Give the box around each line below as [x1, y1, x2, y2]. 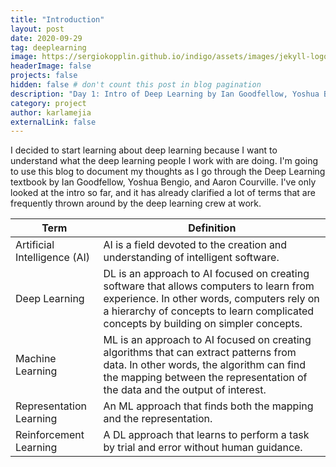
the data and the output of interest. [103, 383, 267, 397]
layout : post [10, 24, 65, 34]
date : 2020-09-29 [10, 33, 83, 43]
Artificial [15, 238, 55, 252]
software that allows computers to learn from [103, 279, 315, 293]
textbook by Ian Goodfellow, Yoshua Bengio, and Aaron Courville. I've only [10, 176, 317, 188]
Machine [15, 352, 57, 366]
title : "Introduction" [10, 14, 105, 25]
